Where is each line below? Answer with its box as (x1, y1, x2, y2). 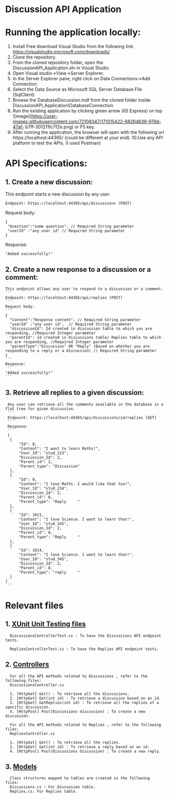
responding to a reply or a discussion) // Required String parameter (5, 348, 157, 353)
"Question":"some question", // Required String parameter (7, 224, 135, 229)
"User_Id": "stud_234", (18, 486, 69, 491)
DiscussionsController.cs (10, 682, 65, 687)
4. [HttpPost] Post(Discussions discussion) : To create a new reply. (10, 748, 161, 754)
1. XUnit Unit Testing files (5, 620, 86, 628)
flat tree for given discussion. (5, 406, 76, 411)
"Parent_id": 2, (18, 459, 53, 464)
